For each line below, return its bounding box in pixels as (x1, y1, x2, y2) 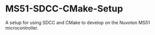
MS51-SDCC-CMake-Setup (5, 3, 123, 14)
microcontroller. (5, 24, 39, 30)
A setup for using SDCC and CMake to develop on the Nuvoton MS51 (5, 19, 150, 25)
